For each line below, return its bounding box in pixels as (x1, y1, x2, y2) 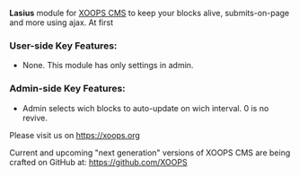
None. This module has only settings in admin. (22, 60, 194, 71)
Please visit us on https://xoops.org (9, 129, 141, 140)
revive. (22, 112, 48, 123)
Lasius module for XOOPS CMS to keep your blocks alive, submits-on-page (9, 8, 290, 18)
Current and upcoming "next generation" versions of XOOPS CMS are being (9, 147, 291, 158)
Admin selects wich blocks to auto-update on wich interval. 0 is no (22, 102, 269, 113)
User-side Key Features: (9, 40, 118, 52)
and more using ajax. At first (9, 17, 114, 28)
